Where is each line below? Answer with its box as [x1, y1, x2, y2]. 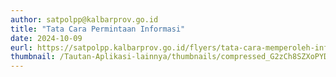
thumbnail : [10, 52, 56, 62]
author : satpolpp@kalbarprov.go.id [10, 14, 159, 25]
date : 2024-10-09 [10, 33, 83, 43]
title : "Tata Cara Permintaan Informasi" [10, 24, 186, 34]
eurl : [10, 42, 33, 53]
